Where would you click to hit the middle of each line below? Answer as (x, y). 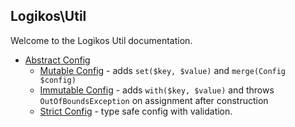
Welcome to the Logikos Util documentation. (101, 40)
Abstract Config (57, 60)
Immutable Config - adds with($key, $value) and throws (157, 90)
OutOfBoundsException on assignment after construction (154, 100)
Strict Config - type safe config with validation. (136, 111)
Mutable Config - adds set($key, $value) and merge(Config (163, 70)
